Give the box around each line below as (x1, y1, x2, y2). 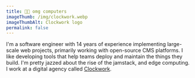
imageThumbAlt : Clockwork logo (6, 19, 83, 25)
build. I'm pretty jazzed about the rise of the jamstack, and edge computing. (6, 59, 190, 66)
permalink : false (6, 24, 49, 31)
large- (167, 41, 182, 48)
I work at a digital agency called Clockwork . (6, 65, 112, 73)
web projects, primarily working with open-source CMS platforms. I (20, 47, 183, 54)
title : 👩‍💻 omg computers (6, 8, 67, 15)
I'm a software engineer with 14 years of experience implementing (6, 41, 166, 48)
